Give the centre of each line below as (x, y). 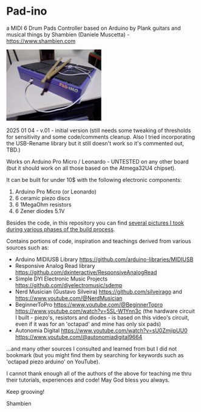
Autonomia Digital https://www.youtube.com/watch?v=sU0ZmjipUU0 (101, 330)
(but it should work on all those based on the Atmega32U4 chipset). (91, 168)
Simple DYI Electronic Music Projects (61, 279)
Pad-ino (27, 11)
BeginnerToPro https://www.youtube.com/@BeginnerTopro (89, 305)
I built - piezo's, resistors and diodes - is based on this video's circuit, (102, 318)
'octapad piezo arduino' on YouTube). (53, 362)
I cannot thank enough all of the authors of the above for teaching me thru (99, 374)
